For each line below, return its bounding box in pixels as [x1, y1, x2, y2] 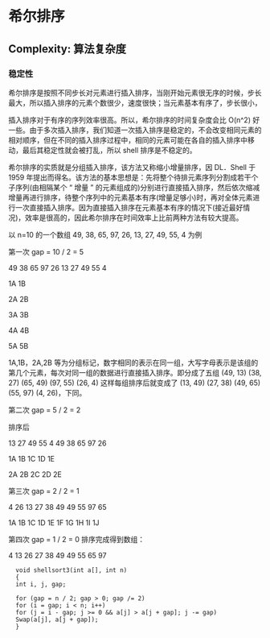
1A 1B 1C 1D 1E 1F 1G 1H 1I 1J [8, 517, 100, 528]
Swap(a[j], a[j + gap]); [15, 615, 99, 623]
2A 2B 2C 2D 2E [8, 469, 63, 479]
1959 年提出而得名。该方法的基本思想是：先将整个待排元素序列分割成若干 [8, 172, 252, 182]
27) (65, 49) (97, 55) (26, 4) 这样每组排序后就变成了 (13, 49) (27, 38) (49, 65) [8, 378, 261, 387]
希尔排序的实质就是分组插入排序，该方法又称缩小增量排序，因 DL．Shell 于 [8, 162, 256, 172]
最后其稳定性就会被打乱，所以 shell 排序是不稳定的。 [22, 145, 197, 155]
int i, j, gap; [15, 580, 67, 588]
